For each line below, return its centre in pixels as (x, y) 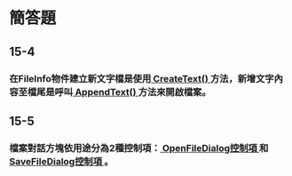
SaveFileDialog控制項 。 (61, 161)
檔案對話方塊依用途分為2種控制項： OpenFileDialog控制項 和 (139, 148)
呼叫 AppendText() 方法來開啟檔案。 (133, 92)
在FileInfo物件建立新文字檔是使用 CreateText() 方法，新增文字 (142, 78)
